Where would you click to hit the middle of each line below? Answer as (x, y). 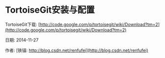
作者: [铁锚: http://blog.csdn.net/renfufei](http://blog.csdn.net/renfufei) (77, 50)
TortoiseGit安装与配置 (50, 10)
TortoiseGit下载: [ (23, 24)
